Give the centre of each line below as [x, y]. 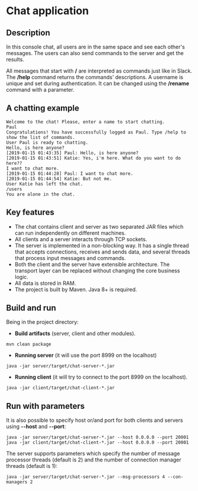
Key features [30, 212]
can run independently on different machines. [70, 233]
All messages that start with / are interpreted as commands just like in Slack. [99, 71]
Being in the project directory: [42, 322]
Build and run [31, 308]
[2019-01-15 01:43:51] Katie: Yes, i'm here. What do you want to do [94, 158]
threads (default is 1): [32, 466]
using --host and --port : [36, 427]
